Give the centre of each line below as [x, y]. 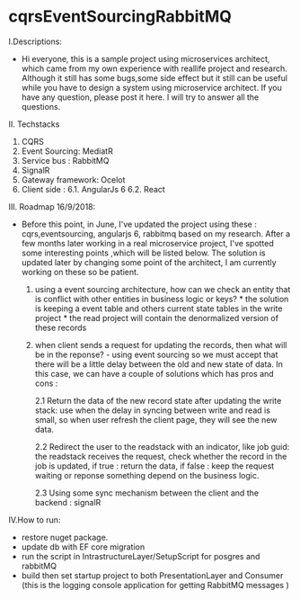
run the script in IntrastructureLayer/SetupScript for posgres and [141, 556]
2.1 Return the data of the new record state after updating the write [158, 400]
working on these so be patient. [80, 272]
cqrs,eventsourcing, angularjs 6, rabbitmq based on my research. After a [156, 233]
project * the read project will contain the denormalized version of [157, 317]
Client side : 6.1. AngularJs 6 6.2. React [93, 189]
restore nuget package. [65, 537]
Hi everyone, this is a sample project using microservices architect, [146, 58]
